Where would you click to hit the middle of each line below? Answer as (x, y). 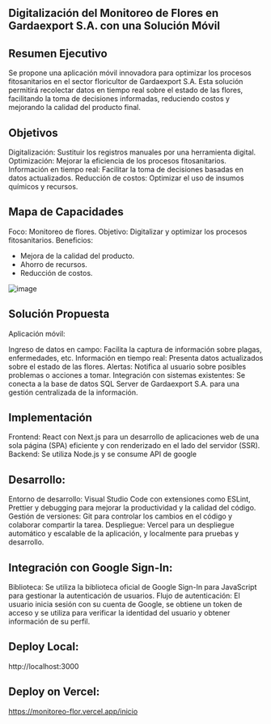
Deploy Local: (44, 647)
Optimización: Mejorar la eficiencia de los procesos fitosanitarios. (117, 161)
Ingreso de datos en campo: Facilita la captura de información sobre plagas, (135, 349)
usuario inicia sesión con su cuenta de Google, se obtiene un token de (125, 604)
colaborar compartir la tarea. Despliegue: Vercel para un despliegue (121, 525)
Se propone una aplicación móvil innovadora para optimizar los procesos (130, 73)
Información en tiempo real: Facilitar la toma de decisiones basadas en (126, 170)
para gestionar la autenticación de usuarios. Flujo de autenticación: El (124, 596)
